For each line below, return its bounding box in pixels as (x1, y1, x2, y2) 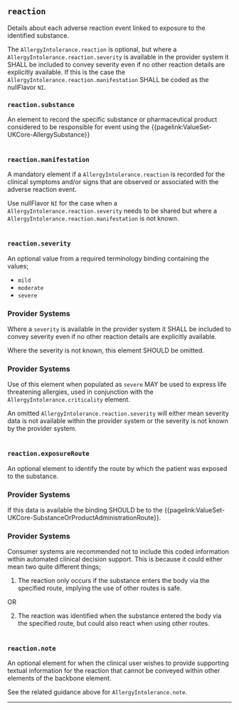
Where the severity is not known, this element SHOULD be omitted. (7, 346, 205, 355)
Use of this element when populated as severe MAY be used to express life (7, 380, 227, 389)
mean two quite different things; (7, 562, 101, 571)
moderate (17, 284, 44, 292)
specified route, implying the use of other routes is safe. (17, 584, 183, 592)
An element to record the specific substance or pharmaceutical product (7, 115, 218, 124)
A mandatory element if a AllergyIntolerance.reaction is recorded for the (7, 170, 225, 178)
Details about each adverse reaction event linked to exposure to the (7, 24, 206, 32)
